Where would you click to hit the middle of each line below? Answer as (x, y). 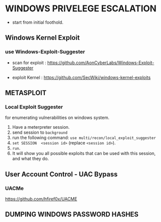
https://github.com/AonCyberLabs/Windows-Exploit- (101, 63)
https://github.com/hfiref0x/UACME (41, 199)
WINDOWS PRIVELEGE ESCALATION (81, 9)
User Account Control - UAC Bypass (61, 174)
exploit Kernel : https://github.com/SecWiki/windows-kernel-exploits (81, 77)
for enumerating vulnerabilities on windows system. (57, 118)
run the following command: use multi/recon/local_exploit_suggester (84, 138)
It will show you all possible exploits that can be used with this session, (84, 153)
